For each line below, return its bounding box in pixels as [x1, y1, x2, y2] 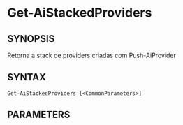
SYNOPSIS [7, 33, 55, 45]
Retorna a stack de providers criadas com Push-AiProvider [7, 51, 177, 59]
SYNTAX [7, 71, 47, 83]
